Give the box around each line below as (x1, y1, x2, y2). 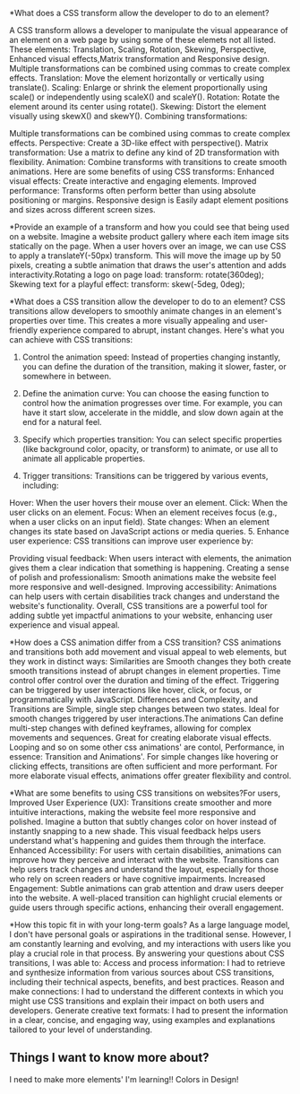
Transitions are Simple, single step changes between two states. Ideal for (9, 704, 279, 714)
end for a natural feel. (21, 417, 102, 427)
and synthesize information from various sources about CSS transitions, (9, 968, 275, 977)
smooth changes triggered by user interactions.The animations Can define (9, 713, 284, 724)
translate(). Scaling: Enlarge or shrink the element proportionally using (9, 82, 269, 92)
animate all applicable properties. (21, 453, 146, 464)
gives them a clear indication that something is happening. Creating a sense (9, 562, 289, 573)
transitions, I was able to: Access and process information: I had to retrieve (9, 958, 286, 968)
